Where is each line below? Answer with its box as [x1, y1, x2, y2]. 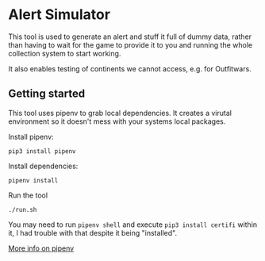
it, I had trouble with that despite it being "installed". [8, 228, 177, 237]
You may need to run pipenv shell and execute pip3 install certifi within [8, 220, 258, 229]
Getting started [8, 87, 86, 101]
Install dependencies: [8, 161, 79, 171]
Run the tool [8, 190, 48, 200]
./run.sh [8, 205, 37, 213]
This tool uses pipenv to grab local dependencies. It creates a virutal [8, 108, 232, 117]
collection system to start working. [8, 48, 121, 58]
